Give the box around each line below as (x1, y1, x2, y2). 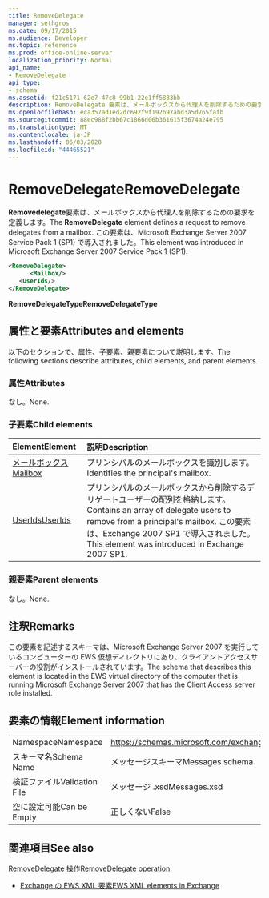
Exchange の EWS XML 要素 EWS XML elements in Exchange (19, 880, 220, 890)
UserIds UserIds (12, 515, 71, 526)
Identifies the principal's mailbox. (86, 467, 211, 479)
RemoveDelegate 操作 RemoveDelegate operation (8, 864, 171, 873)
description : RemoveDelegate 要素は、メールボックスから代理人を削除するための (8, 101, 252, 109)
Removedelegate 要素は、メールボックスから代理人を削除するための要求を (8, 207, 255, 217)
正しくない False (110, 806, 171, 817)
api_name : (8, 64, 42, 72)
